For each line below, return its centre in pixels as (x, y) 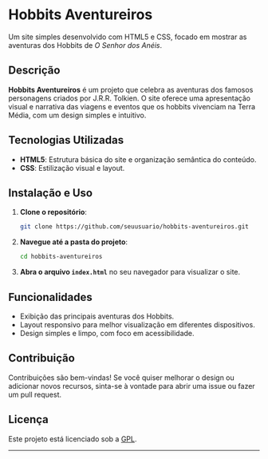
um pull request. (35, 394)
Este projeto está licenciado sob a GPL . (73, 439)
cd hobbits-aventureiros (61, 257)
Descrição (34, 71)
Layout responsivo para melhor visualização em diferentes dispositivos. (137, 324)
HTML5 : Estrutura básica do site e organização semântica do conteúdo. (138, 159)
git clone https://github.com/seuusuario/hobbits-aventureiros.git (134, 227)
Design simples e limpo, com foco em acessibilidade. (107, 333)
